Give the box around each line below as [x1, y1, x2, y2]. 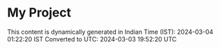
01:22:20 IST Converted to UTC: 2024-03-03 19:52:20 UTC [7, 35, 177, 43]
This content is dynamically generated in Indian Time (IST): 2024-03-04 [7, 28, 214, 36]
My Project [7, 5, 71, 21]
